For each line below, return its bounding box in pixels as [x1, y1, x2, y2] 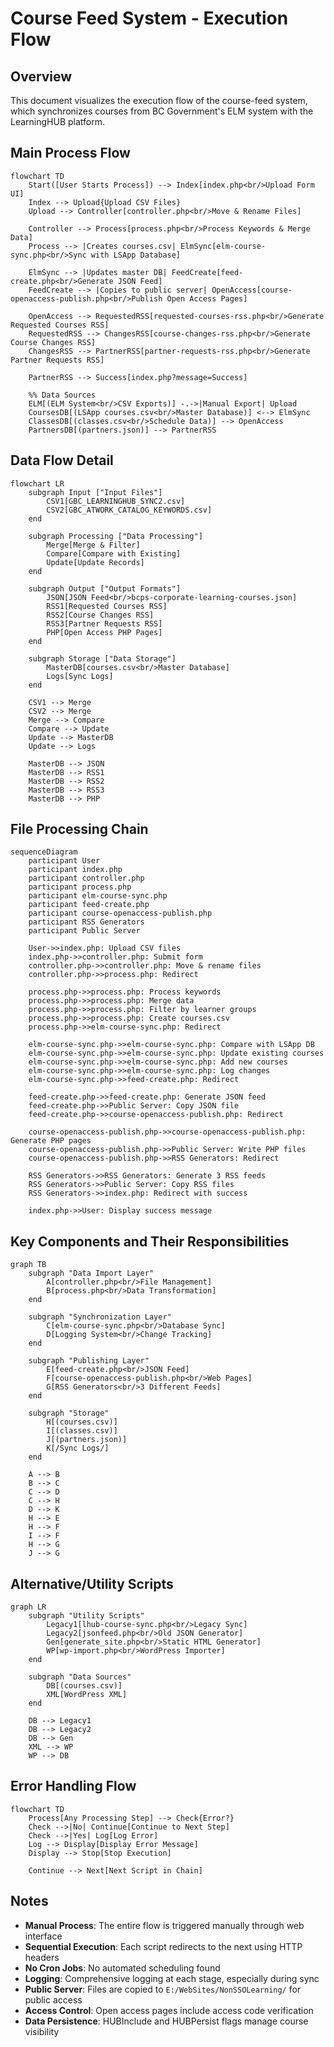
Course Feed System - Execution [10, 7, 289, 30]
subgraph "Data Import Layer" [28, 1268, 155, 1279]
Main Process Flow [10, 145, 131, 162]
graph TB [10, 1260, 47, 1270]
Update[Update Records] [46, 557, 145, 567]
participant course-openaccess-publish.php [28, 908, 213, 919]
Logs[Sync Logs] [46, 671, 114, 681]
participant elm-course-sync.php [28, 891, 168, 901]
